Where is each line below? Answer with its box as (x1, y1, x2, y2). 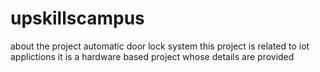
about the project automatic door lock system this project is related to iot (10, 40, 310, 52)
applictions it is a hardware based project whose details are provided (10, 50, 295, 62)
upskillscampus (10, 7, 145, 30)
